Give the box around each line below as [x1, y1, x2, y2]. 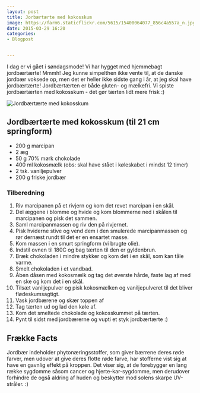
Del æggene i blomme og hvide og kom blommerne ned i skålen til [15, 209, 177, 216]
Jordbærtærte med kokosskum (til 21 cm [7, 117, 160, 127]
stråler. [7, 380, 24, 387]
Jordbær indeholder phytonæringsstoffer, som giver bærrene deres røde [7, 348, 185, 356]
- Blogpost [7, 36, 34, 42]
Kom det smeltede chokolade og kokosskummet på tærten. [15, 310, 160, 317]
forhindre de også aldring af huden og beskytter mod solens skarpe [7, 374, 173, 381]
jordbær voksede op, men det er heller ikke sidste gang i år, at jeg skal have [7, 76, 192, 83]
